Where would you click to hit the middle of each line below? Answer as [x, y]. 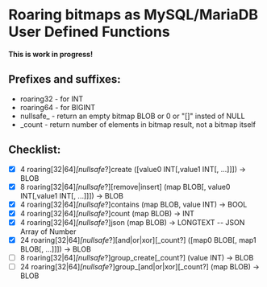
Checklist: [35, 150]
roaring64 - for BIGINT [58, 107]
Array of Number [48, 232]
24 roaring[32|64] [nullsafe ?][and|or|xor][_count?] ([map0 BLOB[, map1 [138, 240]
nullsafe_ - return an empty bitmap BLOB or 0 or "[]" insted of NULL [132, 116]
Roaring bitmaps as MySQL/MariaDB [133, 15]
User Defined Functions [90, 32]
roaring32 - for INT [52, 99]
